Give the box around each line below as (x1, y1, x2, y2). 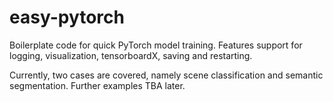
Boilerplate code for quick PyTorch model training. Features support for (9, 39, 303, 51)
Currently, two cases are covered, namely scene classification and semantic (9, 69, 324, 81)
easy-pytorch (9, 6, 125, 29)
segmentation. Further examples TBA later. (9, 79, 186, 91)
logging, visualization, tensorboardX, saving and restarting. (9, 49, 253, 61)
